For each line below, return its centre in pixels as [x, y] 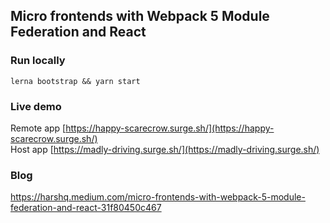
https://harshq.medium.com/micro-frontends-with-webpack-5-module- [158, 197]
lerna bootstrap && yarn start [75, 81]
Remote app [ [38, 128]
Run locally [38, 61]
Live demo [36, 106]
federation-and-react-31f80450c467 [86, 208]
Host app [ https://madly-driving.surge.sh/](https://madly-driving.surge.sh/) [165, 149]
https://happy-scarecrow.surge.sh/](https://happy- [170, 128]
